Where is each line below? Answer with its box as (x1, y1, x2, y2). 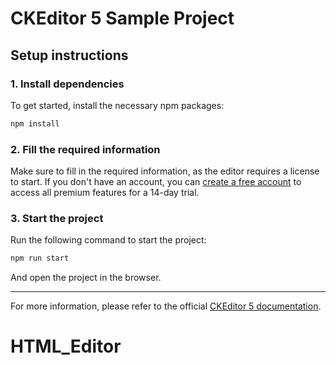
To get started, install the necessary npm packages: (10, 99, 225, 111)
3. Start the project (10, 211, 104, 225)
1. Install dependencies (10, 77, 125, 91)
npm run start (10, 253, 70, 264)
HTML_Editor (10, 335, 122, 358)
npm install (10, 118, 60, 129)
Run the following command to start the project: (10, 234, 207, 246)
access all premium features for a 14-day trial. (10, 187, 200, 199)
